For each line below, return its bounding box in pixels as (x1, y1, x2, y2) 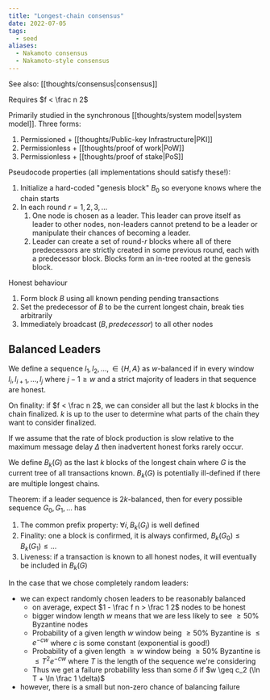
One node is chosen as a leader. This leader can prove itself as (31, 211, 242, 220)
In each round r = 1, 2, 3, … (19, 202, 108, 212)
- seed (15, 34, 38, 43)
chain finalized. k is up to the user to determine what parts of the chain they (8, 409, 260, 419)
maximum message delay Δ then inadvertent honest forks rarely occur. (8, 442, 244, 452)
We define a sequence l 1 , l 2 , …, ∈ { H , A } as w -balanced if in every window (8, 364, 255, 375)
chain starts (19, 193, 60, 203)
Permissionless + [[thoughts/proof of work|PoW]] (19, 143, 185, 153)
